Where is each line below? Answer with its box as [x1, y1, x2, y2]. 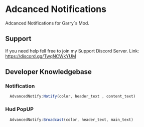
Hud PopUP [5, 106, 34, 113]
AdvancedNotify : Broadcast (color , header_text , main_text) [10, 117, 134, 122]
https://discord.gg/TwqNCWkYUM [5, 53, 76, 59]
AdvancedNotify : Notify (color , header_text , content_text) [10, 94, 136, 99]
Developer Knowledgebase [5, 67, 92, 76]
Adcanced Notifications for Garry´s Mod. [5, 20, 89, 26]
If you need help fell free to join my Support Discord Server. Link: [5, 47, 139, 53]
